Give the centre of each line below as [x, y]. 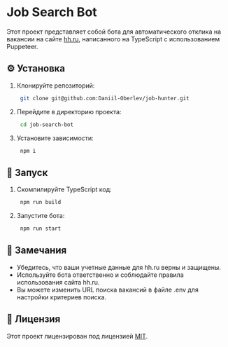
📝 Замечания [37, 251]
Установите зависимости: [55, 138]
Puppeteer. [22, 46]
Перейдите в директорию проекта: [69, 111]
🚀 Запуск [27, 172]
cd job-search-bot [47, 124]
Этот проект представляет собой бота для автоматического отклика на [114, 32]
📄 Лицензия [34, 319]
